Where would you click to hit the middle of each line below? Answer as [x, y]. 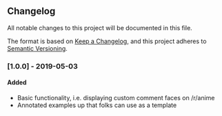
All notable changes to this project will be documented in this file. [100, 27]
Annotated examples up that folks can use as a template [97, 105]
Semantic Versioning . [37, 48]
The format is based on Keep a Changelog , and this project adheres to [107, 41]
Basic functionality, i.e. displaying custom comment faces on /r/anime [116, 97]
